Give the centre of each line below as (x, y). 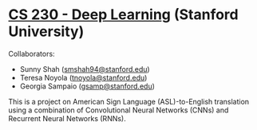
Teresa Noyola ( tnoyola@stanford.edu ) (83, 77)
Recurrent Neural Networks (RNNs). (67, 118)
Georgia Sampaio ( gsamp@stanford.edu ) (87, 86)
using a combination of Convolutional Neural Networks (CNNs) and (119, 110)
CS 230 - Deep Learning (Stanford (123, 15)
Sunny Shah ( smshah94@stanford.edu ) (85, 69)
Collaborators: (32, 53)
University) (46, 32)
